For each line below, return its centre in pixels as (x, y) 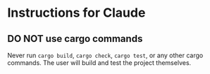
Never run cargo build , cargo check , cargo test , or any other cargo (105, 55)
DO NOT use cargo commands (75, 39)
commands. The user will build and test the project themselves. (99, 63)
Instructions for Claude (76, 13)
